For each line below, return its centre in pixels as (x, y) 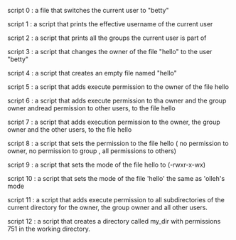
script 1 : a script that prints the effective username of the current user (110, 24)
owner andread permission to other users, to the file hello (91, 108)
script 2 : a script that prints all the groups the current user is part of (107, 38)
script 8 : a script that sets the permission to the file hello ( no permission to (118, 143)
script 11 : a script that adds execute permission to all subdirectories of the (116, 200)
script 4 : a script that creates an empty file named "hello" (92, 73)
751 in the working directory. (49, 229)
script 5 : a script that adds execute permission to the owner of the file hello (118, 87)
